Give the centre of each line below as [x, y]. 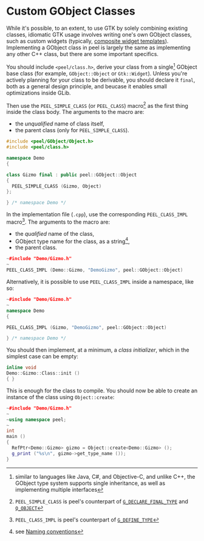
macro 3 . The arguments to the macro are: [58, 221]
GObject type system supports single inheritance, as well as [90, 483]
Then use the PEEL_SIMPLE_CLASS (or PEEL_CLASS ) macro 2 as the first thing [97, 105]
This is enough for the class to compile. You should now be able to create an [102, 391]
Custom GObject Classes [71, 11]
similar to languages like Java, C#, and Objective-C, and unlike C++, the [105, 476]
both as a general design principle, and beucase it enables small [87, 86]
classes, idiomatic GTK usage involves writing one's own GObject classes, [99, 34]
